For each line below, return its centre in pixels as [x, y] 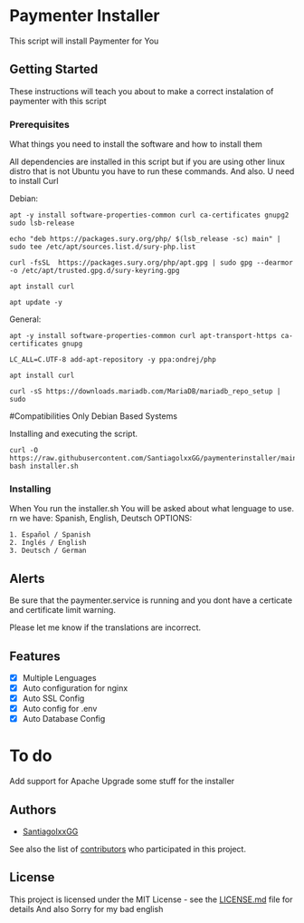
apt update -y [36, 303]
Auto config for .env [60, 709]
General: [25, 319]
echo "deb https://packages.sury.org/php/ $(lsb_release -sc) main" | [145, 239]
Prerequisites [39, 124]
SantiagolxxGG [50, 831]
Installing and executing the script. [74, 434]
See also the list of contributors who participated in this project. [128, 850]
